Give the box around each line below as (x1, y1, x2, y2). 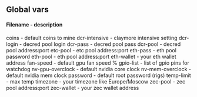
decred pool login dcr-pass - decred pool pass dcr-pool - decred (23, 41, 181, 48)
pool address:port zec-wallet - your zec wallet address (6, 84, 139, 91)
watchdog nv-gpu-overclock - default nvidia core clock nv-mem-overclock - (6, 65, 192, 72)
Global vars (6, 5, 49, 15)
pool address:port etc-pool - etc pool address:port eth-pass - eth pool (6, 46, 176, 53)
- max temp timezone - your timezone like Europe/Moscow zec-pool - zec (6, 78, 186, 85)
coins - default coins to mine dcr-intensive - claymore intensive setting (6, 34, 178, 41)
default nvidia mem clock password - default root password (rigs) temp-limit (6, 72, 191, 79)
